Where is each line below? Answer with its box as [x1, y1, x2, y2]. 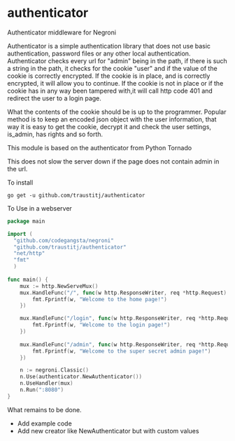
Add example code [17, 419, 72, 428]
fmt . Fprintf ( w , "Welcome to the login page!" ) [32, 322, 171, 329]
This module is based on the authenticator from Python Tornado [7, 143, 192, 152]
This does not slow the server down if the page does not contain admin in [7, 157, 220, 166]
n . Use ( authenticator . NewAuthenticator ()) [20, 374, 142, 381]
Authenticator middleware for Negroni [7, 28, 117, 37]
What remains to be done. [7, 405, 82, 414]
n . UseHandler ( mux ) [20, 380, 73, 387]
